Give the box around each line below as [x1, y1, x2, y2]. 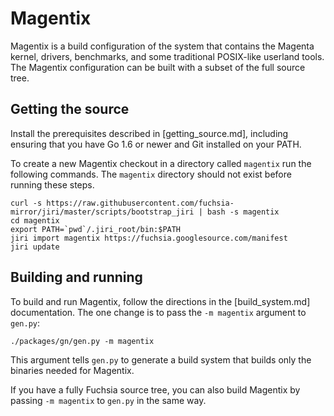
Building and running [10, 269, 143, 286]
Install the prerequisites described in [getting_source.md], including [10, 127, 289, 139]
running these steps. [10, 178, 95, 191]
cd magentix [10, 215, 60, 226]
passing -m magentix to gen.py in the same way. [10, 394, 207, 406]
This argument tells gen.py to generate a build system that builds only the [10, 353, 312, 366]
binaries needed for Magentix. [10, 364, 135, 376]
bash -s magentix [206, 207, 280, 217]
